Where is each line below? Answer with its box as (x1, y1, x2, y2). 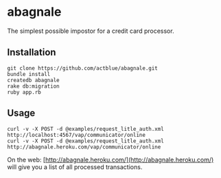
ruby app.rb (7, 88, 41, 96)
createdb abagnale (7, 77, 60, 84)
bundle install (7, 71, 51, 77)
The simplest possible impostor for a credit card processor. (7, 27, 174, 35)
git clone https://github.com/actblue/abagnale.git (7, 64, 158, 72)
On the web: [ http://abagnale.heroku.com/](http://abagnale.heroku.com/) (7, 155, 214, 164)
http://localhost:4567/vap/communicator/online (7, 131, 146, 138)
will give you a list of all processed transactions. (7, 162, 143, 171)
